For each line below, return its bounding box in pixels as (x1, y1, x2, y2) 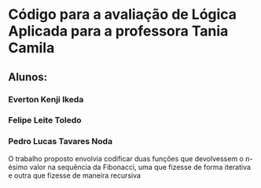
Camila (8, 39, 55, 57)
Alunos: (8, 70, 48, 83)
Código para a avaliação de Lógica (8, 6, 237, 24)
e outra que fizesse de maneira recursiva (8, 171, 142, 180)
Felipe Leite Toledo (8, 115, 82, 126)
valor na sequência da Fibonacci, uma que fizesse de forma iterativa (29, 162, 252, 171)
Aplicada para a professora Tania (8, 22, 229, 40)
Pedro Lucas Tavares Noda (8, 136, 112, 147)
